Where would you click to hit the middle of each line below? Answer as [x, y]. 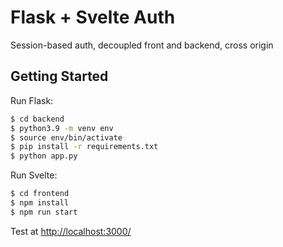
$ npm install [40, 203]
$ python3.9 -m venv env [62, 128]
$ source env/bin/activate [66, 137]
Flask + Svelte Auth [93, 17]
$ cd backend [37, 119]
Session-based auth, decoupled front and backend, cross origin [142, 45]
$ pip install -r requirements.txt [84, 147]
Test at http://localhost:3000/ [71, 231]
